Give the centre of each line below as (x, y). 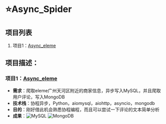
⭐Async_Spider (39, 9)
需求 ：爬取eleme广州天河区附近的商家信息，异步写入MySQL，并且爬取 (87, 90)
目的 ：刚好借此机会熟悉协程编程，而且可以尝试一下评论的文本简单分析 (86, 109)
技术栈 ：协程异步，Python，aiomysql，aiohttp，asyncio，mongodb (84, 103)
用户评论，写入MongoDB (39, 97)
